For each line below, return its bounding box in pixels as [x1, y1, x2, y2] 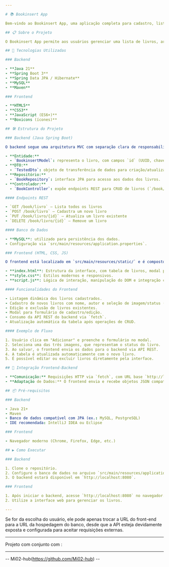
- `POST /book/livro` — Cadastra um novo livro [5, 209, 107, 214]
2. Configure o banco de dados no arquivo [5, 470, 96, 475]
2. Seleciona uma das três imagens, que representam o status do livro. [5, 342, 161, 347]
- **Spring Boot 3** [5, 71, 49, 76]
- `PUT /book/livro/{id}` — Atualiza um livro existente [5, 214, 127, 219]
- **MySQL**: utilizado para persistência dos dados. [5, 236, 121, 241]
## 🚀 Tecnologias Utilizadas [5, 48, 66, 53]
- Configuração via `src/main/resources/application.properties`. [5, 241, 147, 247]
